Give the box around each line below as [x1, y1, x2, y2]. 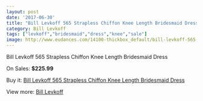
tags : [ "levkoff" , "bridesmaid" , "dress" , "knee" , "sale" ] [6, 31, 147, 37]
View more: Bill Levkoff [6, 88, 63, 95]
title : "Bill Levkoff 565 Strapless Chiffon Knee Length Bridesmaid [6, 20, 182, 26]
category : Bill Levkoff [6, 25, 66, 32]
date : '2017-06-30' [6, 14, 56, 20]
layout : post [6, 8, 39, 15]
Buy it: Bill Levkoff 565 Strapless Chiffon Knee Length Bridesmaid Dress [6, 76, 185, 84]
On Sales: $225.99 [6, 65, 54, 72]
